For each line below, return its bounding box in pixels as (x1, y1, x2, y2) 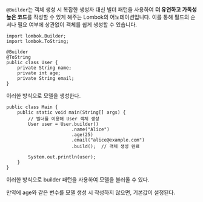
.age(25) (71, 132, 94, 138)
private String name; (17, 65, 72, 71)
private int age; (17, 70, 61, 76)
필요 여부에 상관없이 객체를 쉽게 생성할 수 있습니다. (17, 21, 138, 28)
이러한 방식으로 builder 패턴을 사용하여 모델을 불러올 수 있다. (6, 176, 150, 183)
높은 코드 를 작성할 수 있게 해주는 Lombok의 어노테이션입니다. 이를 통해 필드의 (6, 13, 190, 21)
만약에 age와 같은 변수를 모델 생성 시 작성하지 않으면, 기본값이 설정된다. (6, 189, 176, 196)
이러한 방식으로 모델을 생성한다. (6, 92, 81, 99)
